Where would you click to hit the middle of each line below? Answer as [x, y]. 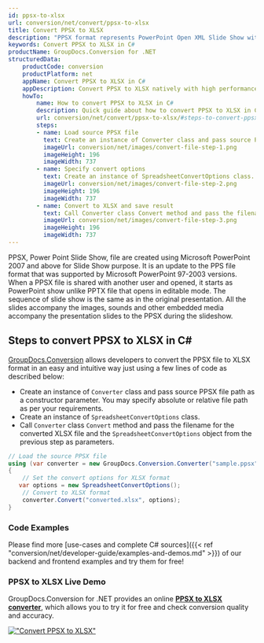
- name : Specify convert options [91, 169]
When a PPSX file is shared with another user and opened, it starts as [121, 282]
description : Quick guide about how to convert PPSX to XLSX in [144, 111]
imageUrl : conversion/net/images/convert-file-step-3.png [140, 220]
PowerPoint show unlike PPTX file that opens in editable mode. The [117, 290]
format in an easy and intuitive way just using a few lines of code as [118, 368]
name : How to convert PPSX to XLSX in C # [105, 103]
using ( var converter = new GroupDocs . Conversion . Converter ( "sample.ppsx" [133, 464]
